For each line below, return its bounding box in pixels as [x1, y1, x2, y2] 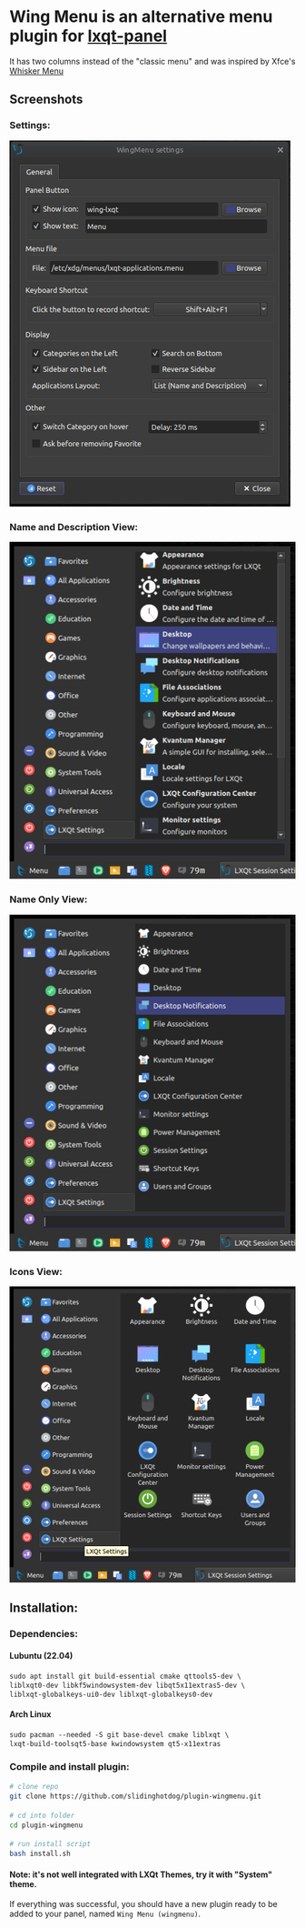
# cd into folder [9, 1811, 75, 1820]
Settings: [9, 119, 51, 132]
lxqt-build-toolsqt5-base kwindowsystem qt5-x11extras [9, 1739, 221, 1748]
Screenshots [9, 92, 84, 107]
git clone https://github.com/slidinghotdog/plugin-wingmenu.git [9, 1792, 261, 1801]
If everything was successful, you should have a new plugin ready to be [9, 1899, 279, 1910]
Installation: [9, 1601, 79, 1616]
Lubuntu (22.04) [9, 1650, 74, 1661]
